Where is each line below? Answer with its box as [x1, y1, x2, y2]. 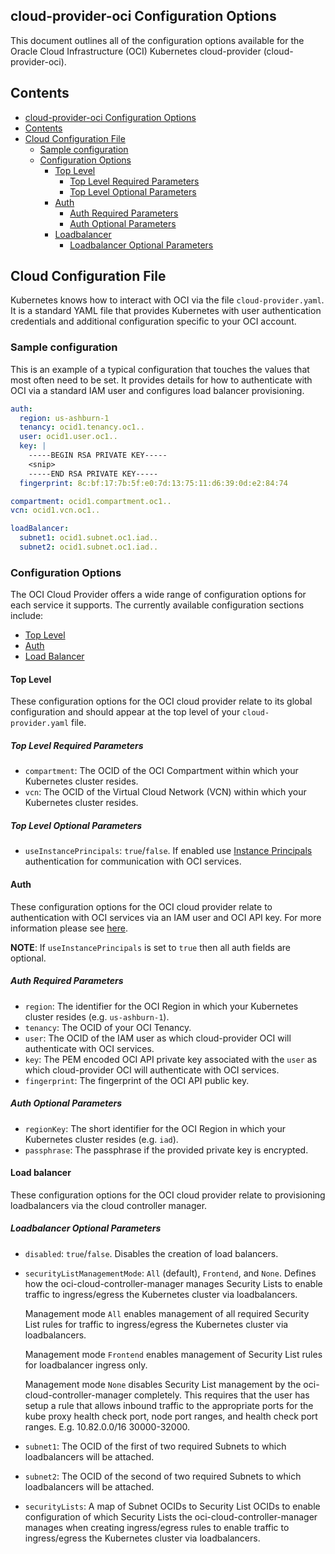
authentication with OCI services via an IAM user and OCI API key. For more [10, 911, 322, 923]
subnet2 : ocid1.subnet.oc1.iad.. [19, 542, 159, 553]
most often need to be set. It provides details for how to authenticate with [10, 374, 313, 386]
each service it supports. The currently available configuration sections [10, 599, 305, 611]
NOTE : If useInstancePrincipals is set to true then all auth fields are [10, 941, 291, 953]
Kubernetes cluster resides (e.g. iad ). [24, 1133, 179, 1145]
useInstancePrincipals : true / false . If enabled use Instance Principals [24, 845, 313, 857]
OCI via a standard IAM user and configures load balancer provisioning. [10, 384, 305, 396]
